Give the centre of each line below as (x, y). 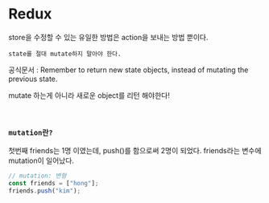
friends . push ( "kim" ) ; (45, 191)
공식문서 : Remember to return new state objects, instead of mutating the (128, 70)
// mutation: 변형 (37, 176)
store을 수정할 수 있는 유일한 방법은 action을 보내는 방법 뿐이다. (108, 37)
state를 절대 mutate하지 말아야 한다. (65, 54)
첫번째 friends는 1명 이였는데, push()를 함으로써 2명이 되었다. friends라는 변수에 (135, 151)
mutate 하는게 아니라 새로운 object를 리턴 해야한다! (89, 95)
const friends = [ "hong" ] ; (54, 184)
